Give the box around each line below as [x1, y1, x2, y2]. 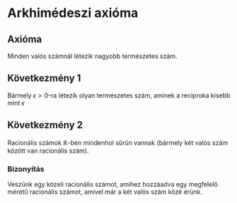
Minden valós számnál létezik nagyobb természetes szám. [7, 52, 178, 60]
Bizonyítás [7, 164, 45, 174]
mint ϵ [7, 98, 25, 107]
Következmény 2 [7, 119, 83, 132]
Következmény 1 [7, 72, 81, 84]
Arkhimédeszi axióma [7, 5, 139, 21]
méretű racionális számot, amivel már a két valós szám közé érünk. [7, 187, 203, 196]
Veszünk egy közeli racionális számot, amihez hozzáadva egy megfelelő [7, 180, 218, 188]
